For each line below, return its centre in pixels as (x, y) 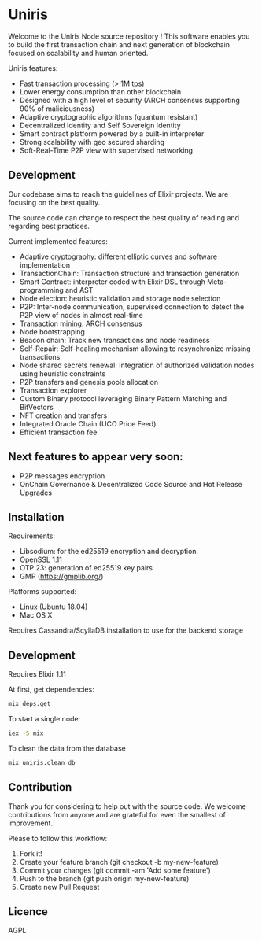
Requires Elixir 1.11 (37, 674)
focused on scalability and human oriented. (78, 53)
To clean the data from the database (67, 748)
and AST (79, 290)
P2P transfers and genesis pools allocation (89, 382)
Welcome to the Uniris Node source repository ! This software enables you (129, 36)
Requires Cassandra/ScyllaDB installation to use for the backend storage (126, 630)
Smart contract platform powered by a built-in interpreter (112, 133)
